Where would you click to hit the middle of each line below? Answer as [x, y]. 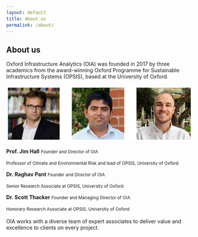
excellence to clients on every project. [53, 228]
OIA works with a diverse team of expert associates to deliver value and [94, 221]
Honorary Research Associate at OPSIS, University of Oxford [68, 209]
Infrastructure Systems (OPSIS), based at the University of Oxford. [87, 76]
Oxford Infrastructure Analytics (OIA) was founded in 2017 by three [88, 64]
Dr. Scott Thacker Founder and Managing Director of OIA [68, 197]
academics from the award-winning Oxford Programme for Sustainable [93, 71]
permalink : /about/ [30, 25]
